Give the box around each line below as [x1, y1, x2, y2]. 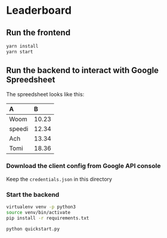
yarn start [6, 48, 33, 54]
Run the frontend [6, 28, 70, 38]
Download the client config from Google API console [6, 162, 161, 170]
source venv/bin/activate [6, 210, 70, 216]
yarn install [6, 43, 39, 49]
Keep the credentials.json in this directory [6, 175, 112, 182]
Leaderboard [6, 4, 72, 17]
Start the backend [6, 190, 60, 199]
